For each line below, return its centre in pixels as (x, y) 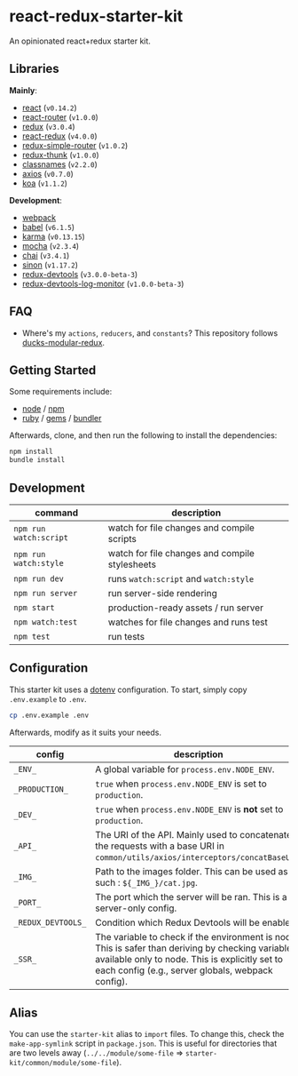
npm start (34, 607)
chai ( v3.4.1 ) (46, 255)
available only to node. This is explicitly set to (189, 959)
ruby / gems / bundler (62, 418)
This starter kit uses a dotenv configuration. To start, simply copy (128, 689)
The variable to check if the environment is (184, 937)
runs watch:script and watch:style (181, 578)
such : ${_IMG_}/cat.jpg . (146, 882)
